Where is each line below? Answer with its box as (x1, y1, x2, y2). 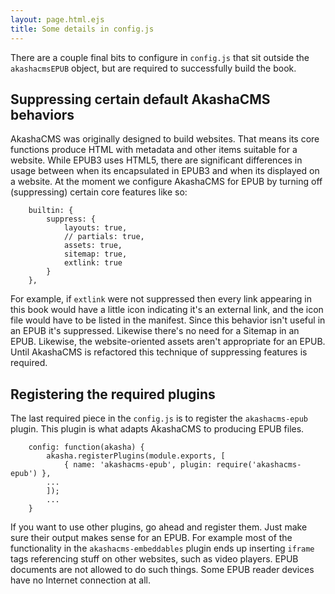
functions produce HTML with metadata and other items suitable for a (10, 144, 298, 156)
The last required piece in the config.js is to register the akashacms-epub (10, 412, 308, 425)
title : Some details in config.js (10, 24, 155, 34)
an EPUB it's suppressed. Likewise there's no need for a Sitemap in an (10, 325, 300, 337)
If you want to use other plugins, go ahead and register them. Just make (10, 521, 308, 533)
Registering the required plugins (10, 386, 216, 403)
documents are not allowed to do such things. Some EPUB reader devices (10, 564, 315, 576)
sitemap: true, (63, 249, 128, 260)
